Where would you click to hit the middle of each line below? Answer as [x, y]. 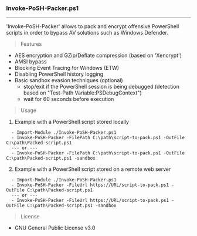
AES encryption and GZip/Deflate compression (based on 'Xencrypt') [98, 55]
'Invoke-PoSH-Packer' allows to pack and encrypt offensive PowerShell [93, 26]
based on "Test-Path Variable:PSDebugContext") [82, 93]
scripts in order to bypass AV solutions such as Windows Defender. [87, 33]
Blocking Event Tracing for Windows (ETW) [67, 68]
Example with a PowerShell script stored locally [72, 122]
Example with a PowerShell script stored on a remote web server [93, 169]
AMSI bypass [30, 62]
